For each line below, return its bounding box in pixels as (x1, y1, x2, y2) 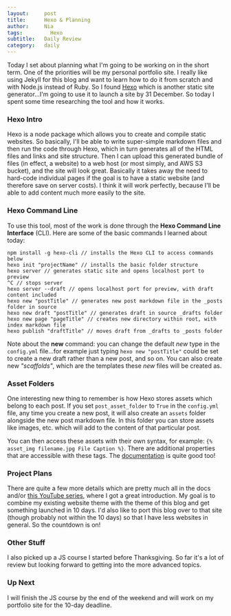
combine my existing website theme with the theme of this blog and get (7, 499, 210, 507)
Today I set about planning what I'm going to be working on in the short (7, 61, 210, 69)
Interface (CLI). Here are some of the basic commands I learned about (7, 228, 208, 237)
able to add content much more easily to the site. (7, 188, 146, 197)
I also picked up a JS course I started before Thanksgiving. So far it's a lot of (7, 553, 224, 562)
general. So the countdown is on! (7, 520, 101, 529)
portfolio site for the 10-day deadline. (7, 601, 112, 609)
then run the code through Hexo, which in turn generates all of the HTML (7, 145, 214, 153)
